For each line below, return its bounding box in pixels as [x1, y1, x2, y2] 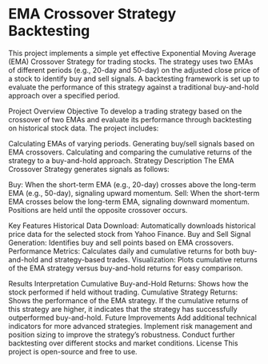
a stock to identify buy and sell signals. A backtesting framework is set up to [8, 74, 260, 83]
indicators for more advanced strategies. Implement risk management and [8, 321, 253, 330]
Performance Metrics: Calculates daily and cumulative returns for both [8, 246, 240, 256]
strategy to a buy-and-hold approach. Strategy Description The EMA [8, 155, 234, 165]
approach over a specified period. [8, 90, 120, 100]
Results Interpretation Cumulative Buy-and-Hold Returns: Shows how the [8, 278, 249, 288]
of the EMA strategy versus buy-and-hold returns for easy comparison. [8, 263, 243, 273]
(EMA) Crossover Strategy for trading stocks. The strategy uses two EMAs [8, 57, 254, 66]
